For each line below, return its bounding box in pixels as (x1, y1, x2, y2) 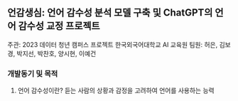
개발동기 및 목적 (7, 68, 58, 78)
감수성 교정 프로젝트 (18, 20, 101, 32)
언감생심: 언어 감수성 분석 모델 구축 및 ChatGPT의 (7, 6, 213, 19)
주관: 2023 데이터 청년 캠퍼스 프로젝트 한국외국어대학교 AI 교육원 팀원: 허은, (7, 40, 218, 48)
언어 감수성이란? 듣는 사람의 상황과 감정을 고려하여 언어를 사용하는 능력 (17, 86, 215, 95)
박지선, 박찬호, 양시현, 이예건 (16, 49, 97, 58)
